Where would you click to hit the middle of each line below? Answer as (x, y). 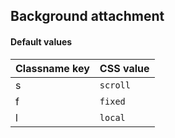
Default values (41, 41)
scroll (115, 85)
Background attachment (87, 16)
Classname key (52, 68)
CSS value (124, 68)
